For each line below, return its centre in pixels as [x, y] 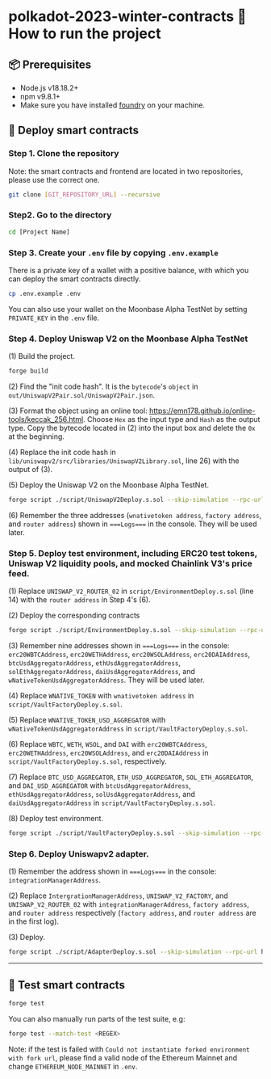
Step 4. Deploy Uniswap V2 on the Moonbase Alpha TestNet [128, 339]
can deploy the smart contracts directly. [75, 279]
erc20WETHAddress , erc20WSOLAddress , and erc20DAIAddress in [108, 753]
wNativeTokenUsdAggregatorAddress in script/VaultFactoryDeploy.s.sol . [128, 729]
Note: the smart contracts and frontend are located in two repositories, [126, 171]
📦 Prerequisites [50, 64]
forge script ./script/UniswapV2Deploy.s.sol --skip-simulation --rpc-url [137, 500]
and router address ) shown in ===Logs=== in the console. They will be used [133, 524]
